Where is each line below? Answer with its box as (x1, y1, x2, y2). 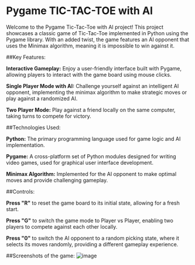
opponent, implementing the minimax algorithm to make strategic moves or (6, 89, 187, 96)
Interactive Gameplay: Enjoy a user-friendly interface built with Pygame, (6, 64, 182, 72)
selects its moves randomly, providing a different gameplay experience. (6, 240, 179, 247)
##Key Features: (6, 53, 46, 60)
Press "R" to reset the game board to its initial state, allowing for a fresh (6, 199, 180, 206)
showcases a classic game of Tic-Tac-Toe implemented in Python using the (6, 29, 189, 36)
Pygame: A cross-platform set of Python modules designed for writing (6, 152, 177, 159)
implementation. (6, 141, 45, 148)
